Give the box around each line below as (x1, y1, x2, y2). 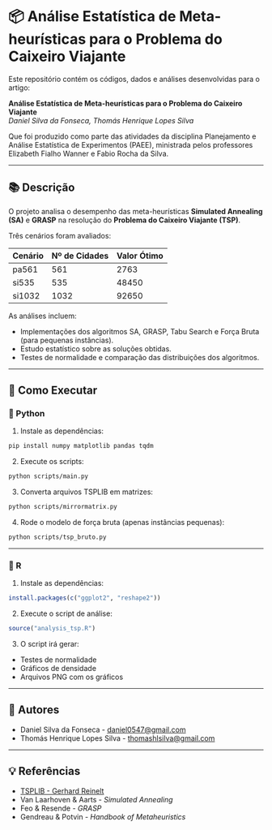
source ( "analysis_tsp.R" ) (8, 625, 96, 633)
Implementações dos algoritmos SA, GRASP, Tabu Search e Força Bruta (19, 326, 260, 336)
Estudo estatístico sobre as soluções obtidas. (19, 343, 172, 354)
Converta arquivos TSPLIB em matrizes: (19, 487, 154, 497)
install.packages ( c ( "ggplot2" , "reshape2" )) (8, 594, 161, 602)
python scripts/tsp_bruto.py (8, 533, 107, 541)
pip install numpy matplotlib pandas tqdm (8, 442, 154, 450)
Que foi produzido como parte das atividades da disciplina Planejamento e (8, 131, 257, 141)
